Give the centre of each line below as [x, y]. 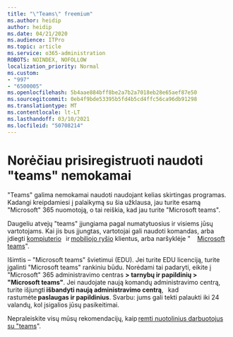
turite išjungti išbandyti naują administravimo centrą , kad [93, 290]
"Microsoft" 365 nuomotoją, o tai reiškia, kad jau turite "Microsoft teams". [114, 210]
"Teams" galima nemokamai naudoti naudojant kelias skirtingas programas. [117, 195]
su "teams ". [24, 326]
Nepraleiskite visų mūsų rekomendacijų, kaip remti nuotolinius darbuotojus [115, 319]
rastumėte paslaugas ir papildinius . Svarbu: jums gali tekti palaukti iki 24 [113, 297]
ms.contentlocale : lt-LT [44, 112]
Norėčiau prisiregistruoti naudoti [105, 160]
